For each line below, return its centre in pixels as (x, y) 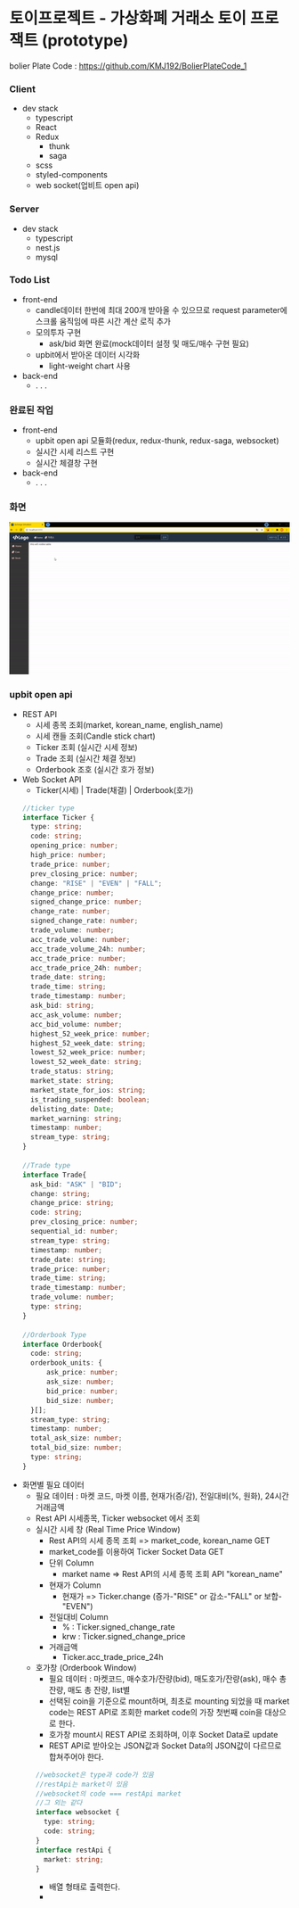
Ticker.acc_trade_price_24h (113, 1656)
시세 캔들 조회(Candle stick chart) (95, 736)
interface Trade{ (54, 1175)
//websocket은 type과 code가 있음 (94, 1775)
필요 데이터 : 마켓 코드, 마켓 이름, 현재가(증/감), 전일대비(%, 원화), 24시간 (162, 1496)
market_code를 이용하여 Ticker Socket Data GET (136, 1551)
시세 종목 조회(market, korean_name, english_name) (129, 724)
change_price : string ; (73, 1203)
